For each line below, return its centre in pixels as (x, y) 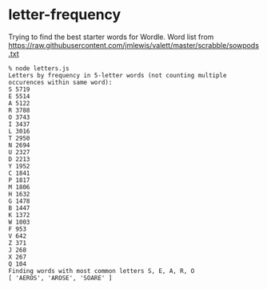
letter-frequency (65, 15)
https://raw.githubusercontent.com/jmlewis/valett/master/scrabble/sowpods (134, 45)
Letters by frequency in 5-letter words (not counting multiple (118, 75)
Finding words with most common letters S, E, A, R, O (102, 271)
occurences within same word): (60, 82)
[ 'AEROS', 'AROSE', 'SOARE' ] (60, 278)
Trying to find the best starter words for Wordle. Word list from (111, 37)
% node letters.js (39, 68)
